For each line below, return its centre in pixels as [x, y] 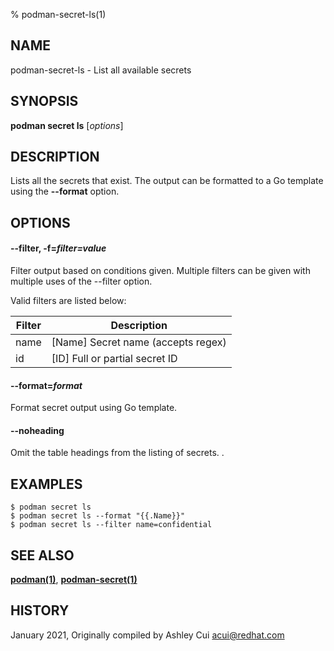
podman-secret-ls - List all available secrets [101, 70]
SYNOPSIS [44, 101]
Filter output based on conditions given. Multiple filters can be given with [160, 271]
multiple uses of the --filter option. [81, 281]
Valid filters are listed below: [68, 301]
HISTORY [40, 610]
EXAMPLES [46, 484]
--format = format [46, 385]
